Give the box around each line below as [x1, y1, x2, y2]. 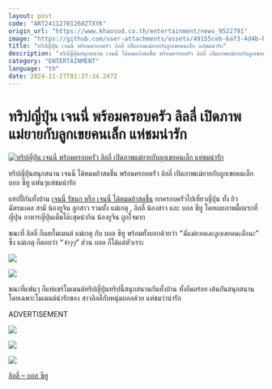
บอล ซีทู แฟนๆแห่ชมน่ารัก [8, 177, 77, 187]
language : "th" [8, 65, 60, 73]
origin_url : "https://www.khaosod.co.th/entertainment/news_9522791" [8, 27, 249, 35]
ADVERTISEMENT [8, 309, 69, 318]
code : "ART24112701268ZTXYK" [8, 19, 107, 28]
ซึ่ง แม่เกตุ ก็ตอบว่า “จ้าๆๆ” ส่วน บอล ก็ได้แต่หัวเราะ [8, 237, 144, 247]
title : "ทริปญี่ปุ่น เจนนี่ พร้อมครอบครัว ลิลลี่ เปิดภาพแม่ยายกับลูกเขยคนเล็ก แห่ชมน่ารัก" [8, 42, 227, 50]
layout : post [8, 11, 53, 20]
